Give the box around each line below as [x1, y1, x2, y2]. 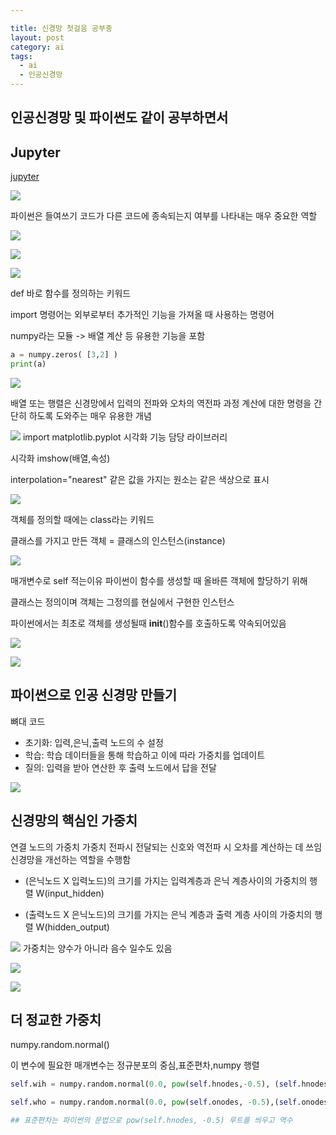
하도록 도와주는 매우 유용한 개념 [28, 409, 152, 421]
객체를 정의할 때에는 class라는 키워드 [10, 513, 155, 525]
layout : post [10, 32, 65, 43]
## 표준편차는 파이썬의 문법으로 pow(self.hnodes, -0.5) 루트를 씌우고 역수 [10, 1116, 293, 1126]
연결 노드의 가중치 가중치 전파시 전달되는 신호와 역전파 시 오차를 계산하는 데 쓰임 [10, 841, 323, 853]
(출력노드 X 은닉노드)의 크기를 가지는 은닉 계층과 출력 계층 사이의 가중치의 [24, 908, 313, 920]
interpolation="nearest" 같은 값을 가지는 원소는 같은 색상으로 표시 [10, 473, 270, 485]
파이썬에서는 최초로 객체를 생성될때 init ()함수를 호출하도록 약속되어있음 [10, 617, 287, 629]
